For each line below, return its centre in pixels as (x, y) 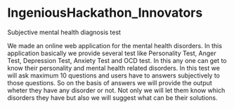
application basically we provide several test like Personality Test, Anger (112, 53)
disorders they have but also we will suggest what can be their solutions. (112, 97)
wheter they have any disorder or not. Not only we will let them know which (116, 90)
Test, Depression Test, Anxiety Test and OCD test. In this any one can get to (117, 60)
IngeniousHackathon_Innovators (105, 13)
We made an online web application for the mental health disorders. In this (115, 45)
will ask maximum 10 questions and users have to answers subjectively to (113, 75)
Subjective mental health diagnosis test (64, 32)
